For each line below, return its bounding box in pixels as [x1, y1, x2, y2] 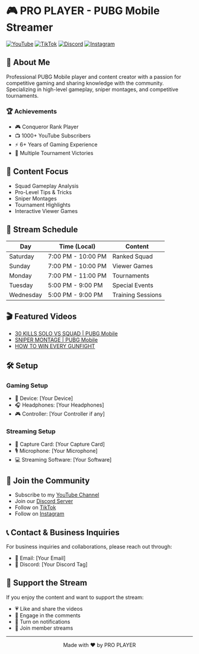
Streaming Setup [6, 427, 56, 436]
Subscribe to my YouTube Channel [14, 491, 99, 498]
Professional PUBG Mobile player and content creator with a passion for [6, 73, 182, 80]
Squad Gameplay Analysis [14, 182, 79, 189]
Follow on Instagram [14, 510, 65, 517]
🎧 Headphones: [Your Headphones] [14, 401, 105, 408]
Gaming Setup [6, 381, 49, 389]
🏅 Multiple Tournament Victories [14, 150, 94, 157]
